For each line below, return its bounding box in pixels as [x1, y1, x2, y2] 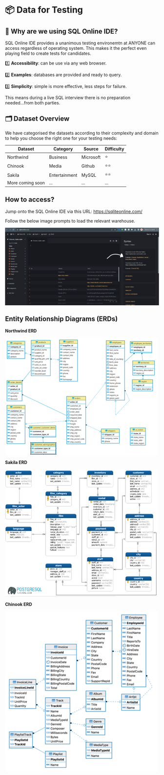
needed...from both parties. [5, 100, 61, 105]
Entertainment [49, 172, 78, 178]
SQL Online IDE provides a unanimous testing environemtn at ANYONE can [5, 40, 155, 46]
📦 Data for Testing [5, 4, 83, 16]
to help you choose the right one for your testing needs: [5, 135, 117, 141]
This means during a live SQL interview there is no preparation [5, 95, 131, 101]
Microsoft [81, 154, 101, 160]
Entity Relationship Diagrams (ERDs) [5, 315, 118, 323]
